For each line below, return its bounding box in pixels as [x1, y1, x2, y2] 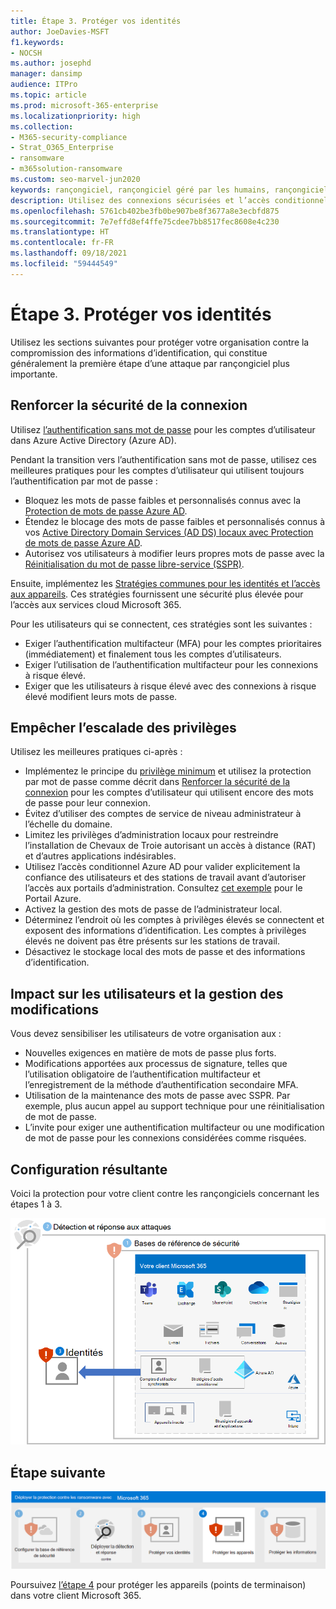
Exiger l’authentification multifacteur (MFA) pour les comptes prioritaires [24, 637, 323, 649]
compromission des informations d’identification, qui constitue [10, 346, 268, 359]
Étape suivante [10, 1464, 106, 1481]
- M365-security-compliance [10, 132, 128, 142]
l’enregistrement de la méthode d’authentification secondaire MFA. [24, 1079, 299, 1091]
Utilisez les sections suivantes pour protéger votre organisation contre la [10, 336, 310, 348]
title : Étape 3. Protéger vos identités [10, 16, 182, 26]
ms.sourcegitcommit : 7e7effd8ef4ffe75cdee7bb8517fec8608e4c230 [10, 216, 280, 227]
